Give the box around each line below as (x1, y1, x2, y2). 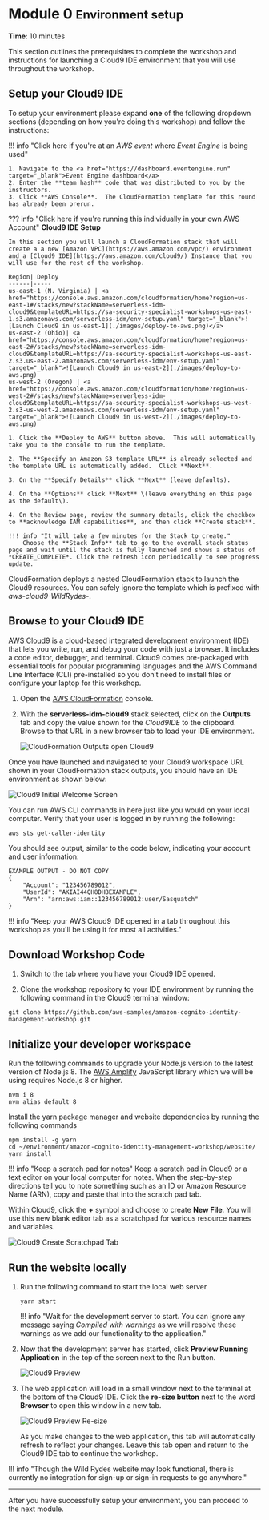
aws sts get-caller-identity (8, 829, 106, 837)
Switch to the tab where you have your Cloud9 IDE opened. (19, 969, 216, 979)
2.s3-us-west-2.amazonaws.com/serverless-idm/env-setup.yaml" (8, 406, 220, 414)
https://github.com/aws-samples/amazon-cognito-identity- (43, 1009, 242, 1017)
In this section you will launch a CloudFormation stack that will (8, 238, 239, 246)
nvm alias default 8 (8, 1098, 78, 1106)
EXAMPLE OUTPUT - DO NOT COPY (8, 867, 110, 875)
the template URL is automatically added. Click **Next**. (8, 462, 214, 470)
